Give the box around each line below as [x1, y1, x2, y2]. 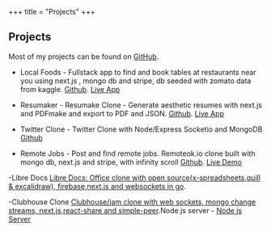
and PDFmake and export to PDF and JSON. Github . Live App [19, 108, 225, 118]
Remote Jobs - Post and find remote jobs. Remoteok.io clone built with [19, 149, 256, 158]
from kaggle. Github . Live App [19, 84, 121, 94]
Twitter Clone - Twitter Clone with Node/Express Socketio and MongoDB [19, 124, 263, 134]
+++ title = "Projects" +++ [8, 7, 95, 16]
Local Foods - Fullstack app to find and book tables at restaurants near [19, 67, 256, 77]
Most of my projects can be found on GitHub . [8, 52, 159, 61]
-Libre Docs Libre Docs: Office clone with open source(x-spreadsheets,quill [8, 173, 261, 183]
